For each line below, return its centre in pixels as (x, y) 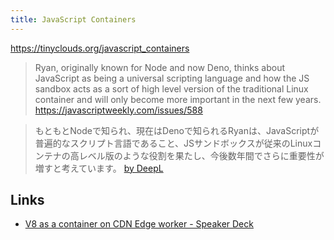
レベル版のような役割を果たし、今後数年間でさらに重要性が (201, 155)
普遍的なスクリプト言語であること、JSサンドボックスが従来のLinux (173, 143)
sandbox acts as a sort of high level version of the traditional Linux (171, 88)
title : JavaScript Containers (73, 19)
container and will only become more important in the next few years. (178, 99)
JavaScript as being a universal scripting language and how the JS (172, 78)
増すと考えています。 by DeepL (99, 168)
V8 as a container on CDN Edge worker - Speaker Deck (139, 224)
